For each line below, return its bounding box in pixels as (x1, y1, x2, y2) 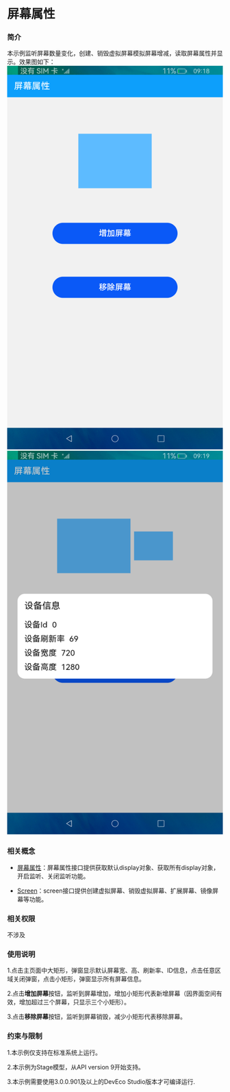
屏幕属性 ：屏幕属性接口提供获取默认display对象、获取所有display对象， (16, 863, 220, 871)
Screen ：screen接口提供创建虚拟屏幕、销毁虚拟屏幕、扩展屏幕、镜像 (16, 886, 213, 895)
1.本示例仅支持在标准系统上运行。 (7, 1048, 101, 1056)
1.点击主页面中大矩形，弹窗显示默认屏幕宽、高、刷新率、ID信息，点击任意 (7, 967, 216, 975)
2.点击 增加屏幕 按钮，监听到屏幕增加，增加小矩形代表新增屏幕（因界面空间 (7, 989, 217, 997)
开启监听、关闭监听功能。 (16, 871, 90, 880)
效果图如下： (18, 58, 55, 66)
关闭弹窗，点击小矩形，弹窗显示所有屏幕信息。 (12, 975, 145, 983)
